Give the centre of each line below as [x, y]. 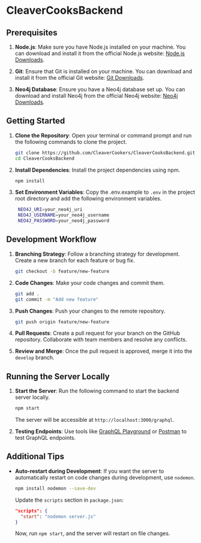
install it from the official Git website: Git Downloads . [79, 78]
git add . [27, 294]
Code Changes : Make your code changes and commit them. [90, 283]
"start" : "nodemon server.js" [58, 517]
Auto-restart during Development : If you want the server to [89, 471]
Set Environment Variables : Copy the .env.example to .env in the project [105, 192]
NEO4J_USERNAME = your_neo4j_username [64, 215]
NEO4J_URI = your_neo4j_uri [50, 210]
